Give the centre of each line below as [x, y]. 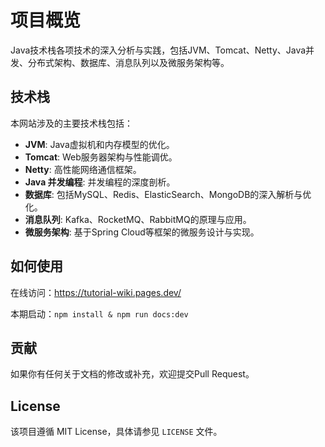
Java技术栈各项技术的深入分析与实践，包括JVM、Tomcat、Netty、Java [158, 50]
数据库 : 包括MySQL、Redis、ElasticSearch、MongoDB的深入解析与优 [168, 194]
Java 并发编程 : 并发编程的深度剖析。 [100, 182]
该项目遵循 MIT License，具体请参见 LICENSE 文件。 [116, 432]
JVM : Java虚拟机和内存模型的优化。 [99, 144]
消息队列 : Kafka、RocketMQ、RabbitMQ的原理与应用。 [138, 219]
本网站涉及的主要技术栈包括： [71, 123]
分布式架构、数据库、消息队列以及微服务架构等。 [128, 62]
